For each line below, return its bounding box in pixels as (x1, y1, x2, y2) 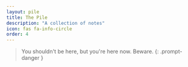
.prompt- (160, 48, 183, 55)
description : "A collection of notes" (6, 20, 105, 26)
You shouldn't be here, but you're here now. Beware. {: (21, 48, 159, 55)
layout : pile (6, 8, 40, 15)
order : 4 (6, 31, 29, 37)
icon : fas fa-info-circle (6, 25, 72, 32)
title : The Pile (6, 14, 48, 21)
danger (21, 54, 40, 62)
